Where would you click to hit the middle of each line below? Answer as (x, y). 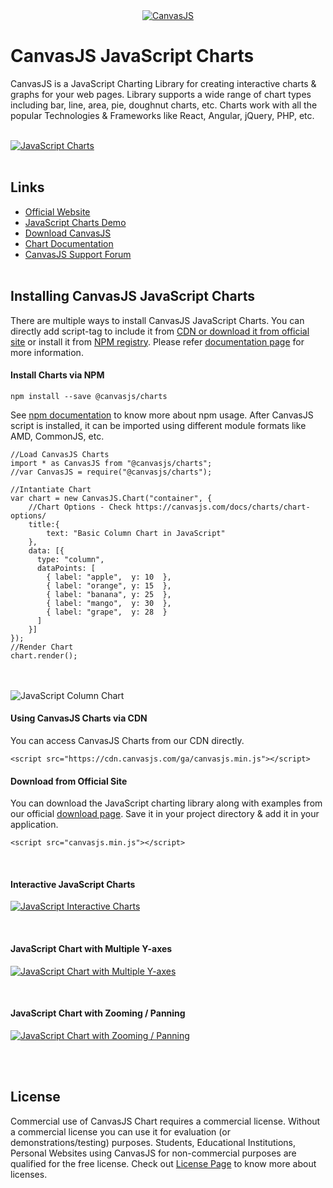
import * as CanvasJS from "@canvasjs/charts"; (111, 463)
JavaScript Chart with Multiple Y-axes (91, 948)
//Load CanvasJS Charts (60, 454)
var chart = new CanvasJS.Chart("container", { (111, 498)
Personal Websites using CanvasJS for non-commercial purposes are (153, 1153)
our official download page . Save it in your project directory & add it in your (165, 814)
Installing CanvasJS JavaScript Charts (132, 296)
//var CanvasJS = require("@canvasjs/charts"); (111, 472)
